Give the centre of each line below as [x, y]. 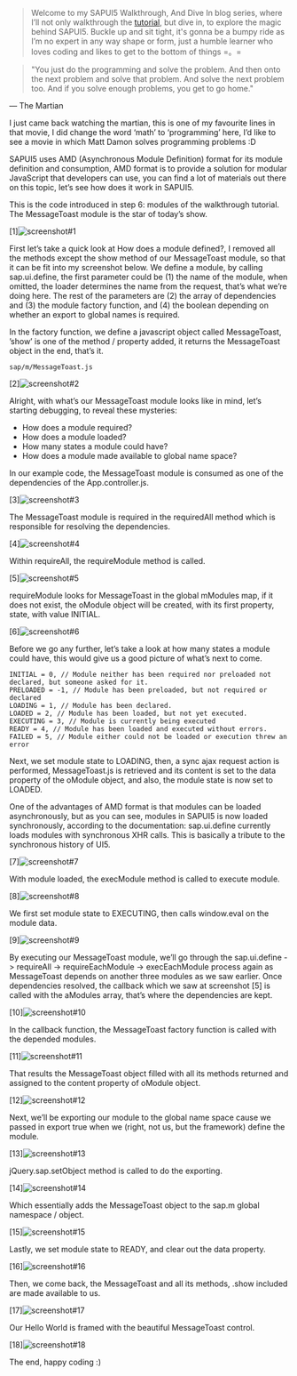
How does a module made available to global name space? [129, 456]
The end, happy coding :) [55, 1362]
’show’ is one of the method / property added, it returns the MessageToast [145, 341]
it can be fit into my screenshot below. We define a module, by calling [136, 267]
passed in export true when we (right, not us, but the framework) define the [147, 1127]
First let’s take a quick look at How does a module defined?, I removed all [142, 249]
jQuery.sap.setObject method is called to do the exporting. [116, 1171]
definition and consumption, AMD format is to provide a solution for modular [148, 169]
